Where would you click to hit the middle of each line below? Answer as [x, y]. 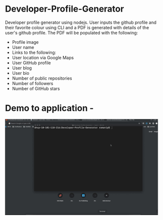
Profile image [25, 42]
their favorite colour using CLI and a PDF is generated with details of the [77, 27]
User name [23, 47]
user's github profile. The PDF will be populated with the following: [72, 33]
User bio [21, 73]
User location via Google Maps [43, 57]
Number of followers [33, 83]
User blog [22, 68]
